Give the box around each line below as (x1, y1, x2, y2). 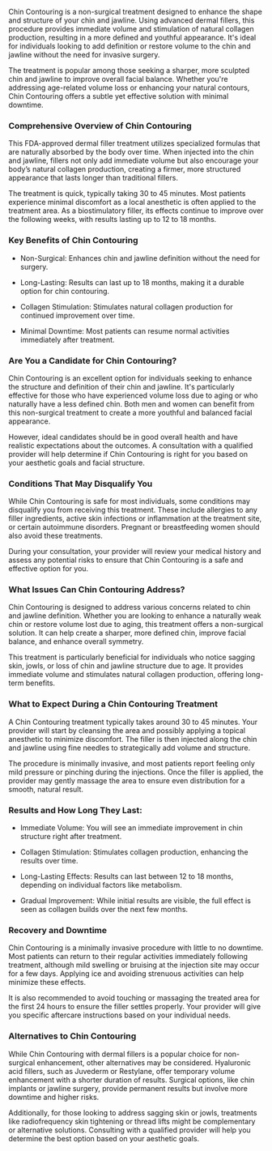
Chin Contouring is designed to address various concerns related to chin (8, 603, 251, 612)
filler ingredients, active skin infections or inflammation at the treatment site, (8, 514, 262, 523)
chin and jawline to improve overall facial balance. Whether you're (8, 75, 228, 83)
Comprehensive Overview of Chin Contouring (8, 120, 192, 131)
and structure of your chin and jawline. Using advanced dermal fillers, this (8, 15, 255, 25)
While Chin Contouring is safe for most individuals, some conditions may (8, 497, 251, 506)
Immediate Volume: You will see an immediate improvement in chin (19, 823, 243, 833)
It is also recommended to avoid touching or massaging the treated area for (8, 993, 261, 1003)
